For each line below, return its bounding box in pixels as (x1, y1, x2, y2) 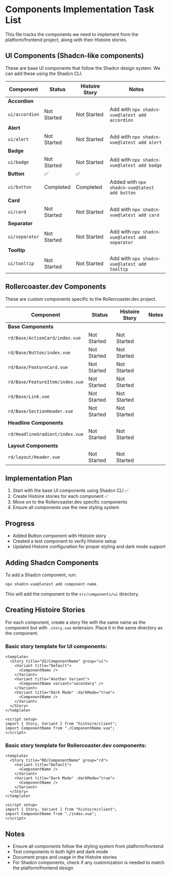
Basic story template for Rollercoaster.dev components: (5, 741, 147, 749)
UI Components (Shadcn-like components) (5, 51, 144, 60)
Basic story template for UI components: (5, 643, 107, 650)
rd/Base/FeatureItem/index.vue (8, 379, 84, 385)
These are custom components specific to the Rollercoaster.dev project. (5, 296, 157, 302)
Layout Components (8, 442, 59, 449)
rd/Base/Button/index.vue (8, 350, 71, 355)
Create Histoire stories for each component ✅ (12, 493, 109, 499)
